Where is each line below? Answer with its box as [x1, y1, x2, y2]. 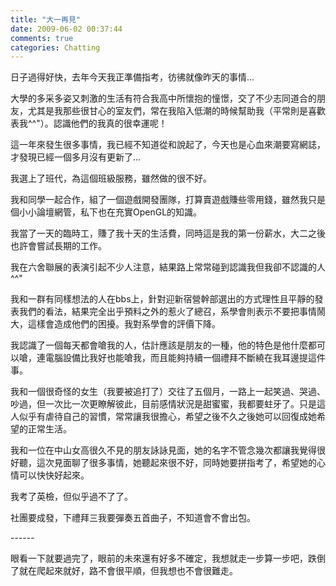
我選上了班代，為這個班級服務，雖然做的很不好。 [10, 172, 212, 185]
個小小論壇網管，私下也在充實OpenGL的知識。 [10, 206, 203, 218]
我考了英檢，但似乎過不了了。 [10, 491, 133, 503]
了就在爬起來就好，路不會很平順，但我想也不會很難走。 [10, 565, 238, 577]
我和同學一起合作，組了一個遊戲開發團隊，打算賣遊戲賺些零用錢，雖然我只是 [10, 194, 326, 206]
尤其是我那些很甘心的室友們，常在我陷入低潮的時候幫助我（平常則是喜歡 [27, 105, 326, 117]
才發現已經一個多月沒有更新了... [10, 151, 142, 163]
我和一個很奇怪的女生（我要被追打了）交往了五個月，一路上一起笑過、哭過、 [10, 386, 326, 398]
